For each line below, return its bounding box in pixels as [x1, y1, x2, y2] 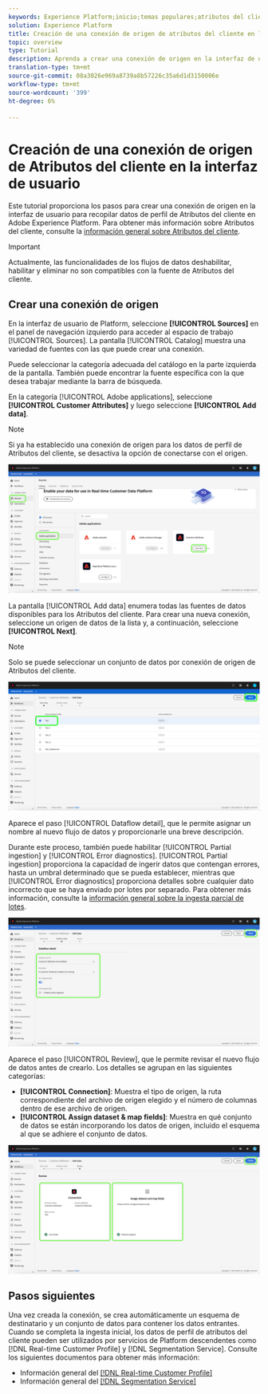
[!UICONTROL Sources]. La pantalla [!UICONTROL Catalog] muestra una [8, 336, 246, 345]
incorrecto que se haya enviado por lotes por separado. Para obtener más [8, 884, 251, 894]
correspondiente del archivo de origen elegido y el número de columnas [19, 1095, 258, 1104]
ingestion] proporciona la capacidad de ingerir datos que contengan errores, [8, 859, 260, 869]
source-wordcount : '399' [8, 89, 91, 97]
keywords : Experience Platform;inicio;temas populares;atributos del [8, 13, 245, 21]
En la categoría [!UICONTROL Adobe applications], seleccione [8, 392, 213, 401]
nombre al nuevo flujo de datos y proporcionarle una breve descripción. [8, 827, 244, 836]
